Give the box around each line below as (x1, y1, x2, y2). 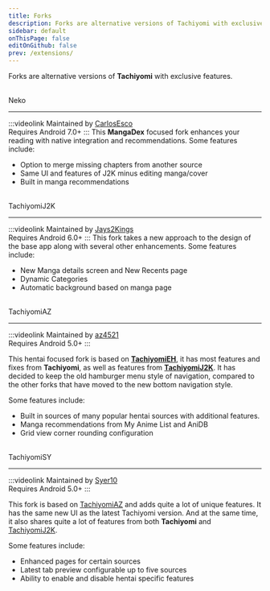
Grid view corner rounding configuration (19, 428, 154, 437)
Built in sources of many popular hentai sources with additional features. (19, 411, 260, 420)
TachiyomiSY (8, 453, 52, 461)
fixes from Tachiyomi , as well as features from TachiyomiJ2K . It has (8, 363, 235, 372)
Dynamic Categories (19, 275, 88, 283)
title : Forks (8, 11, 52, 20)
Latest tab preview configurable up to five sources (19, 565, 187, 574)
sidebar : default (8, 27, 67, 35)
